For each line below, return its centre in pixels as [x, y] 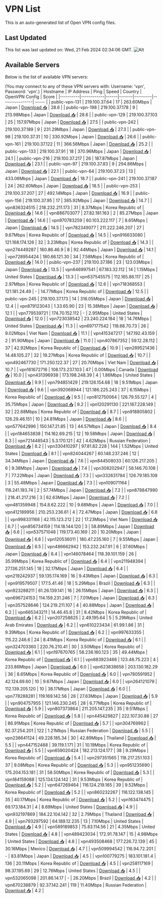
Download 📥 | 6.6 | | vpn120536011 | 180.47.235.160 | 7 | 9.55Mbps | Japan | [81, 539]
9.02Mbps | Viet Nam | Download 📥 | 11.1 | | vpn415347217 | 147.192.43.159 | [81, 333]
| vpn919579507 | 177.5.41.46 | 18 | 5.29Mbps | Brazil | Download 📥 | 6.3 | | [80, 583]
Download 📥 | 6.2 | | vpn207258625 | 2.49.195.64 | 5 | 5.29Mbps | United [79, 617]
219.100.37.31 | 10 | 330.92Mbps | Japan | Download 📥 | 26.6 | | [78, 136]
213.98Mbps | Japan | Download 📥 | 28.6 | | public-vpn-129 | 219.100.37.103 [81, 115]
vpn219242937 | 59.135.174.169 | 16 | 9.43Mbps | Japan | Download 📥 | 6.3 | [81, 576]
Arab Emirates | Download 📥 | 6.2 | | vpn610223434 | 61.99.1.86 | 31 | [75, 625]
